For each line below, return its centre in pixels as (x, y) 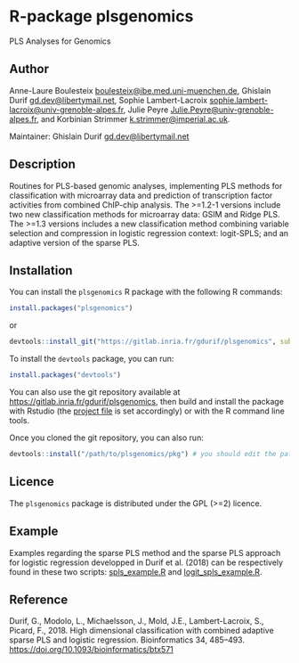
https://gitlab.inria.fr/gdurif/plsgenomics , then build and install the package (147, 401)
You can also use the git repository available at (95, 392)
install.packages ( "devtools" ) (65, 375)
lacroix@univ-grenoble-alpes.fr (66, 110)
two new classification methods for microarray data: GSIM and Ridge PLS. (145, 214)
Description (42, 164)
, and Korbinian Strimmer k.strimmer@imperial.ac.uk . (133, 119)
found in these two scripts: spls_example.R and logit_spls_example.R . (136, 571)
